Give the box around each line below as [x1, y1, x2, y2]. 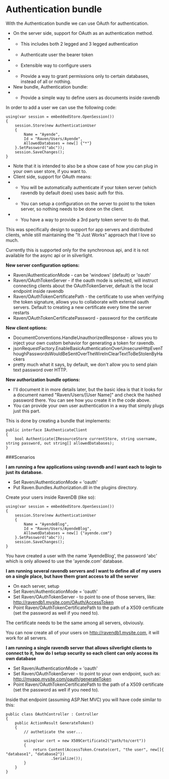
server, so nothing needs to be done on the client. [20, 206, 124, 212]
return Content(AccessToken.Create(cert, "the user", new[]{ [32, 747, 164, 752]
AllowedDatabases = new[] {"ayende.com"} [24, 530, 112, 536]
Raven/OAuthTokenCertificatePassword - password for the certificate [13, 315, 158, 321]
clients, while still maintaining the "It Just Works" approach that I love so [6, 232, 156, 238]
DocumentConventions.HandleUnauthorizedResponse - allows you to [13, 334, 158, 340]
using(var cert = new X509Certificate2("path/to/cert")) [24, 738, 146, 743]
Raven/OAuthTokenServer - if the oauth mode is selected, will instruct [13, 277, 158, 283]
